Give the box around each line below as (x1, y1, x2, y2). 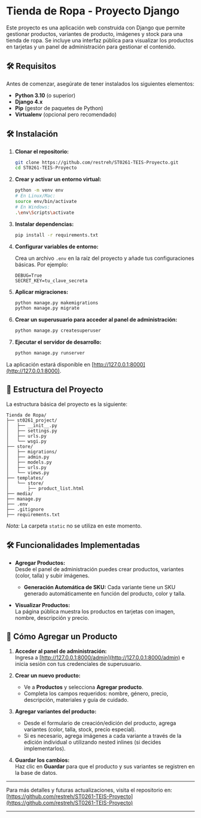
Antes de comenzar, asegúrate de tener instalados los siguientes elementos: (6, 80, 194, 87)
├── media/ (6, 490, 33, 496)
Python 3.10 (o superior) (14, 92, 76, 99)
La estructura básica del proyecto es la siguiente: (6, 400, 127, 408)
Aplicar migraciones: (14, 288, 69, 295)
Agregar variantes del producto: (14, 708, 97, 715)
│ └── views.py (6, 469, 50, 475)
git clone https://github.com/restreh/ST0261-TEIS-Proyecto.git (14, 159, 179, 165)
